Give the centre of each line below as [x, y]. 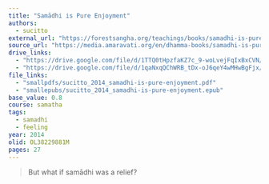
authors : [23, 23]
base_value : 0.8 [35, 98]
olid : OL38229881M [39, 142]
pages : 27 [25, 150]
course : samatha [35, 105]
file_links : [28, 75]
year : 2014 [26, 134]
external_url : [32, 38]
